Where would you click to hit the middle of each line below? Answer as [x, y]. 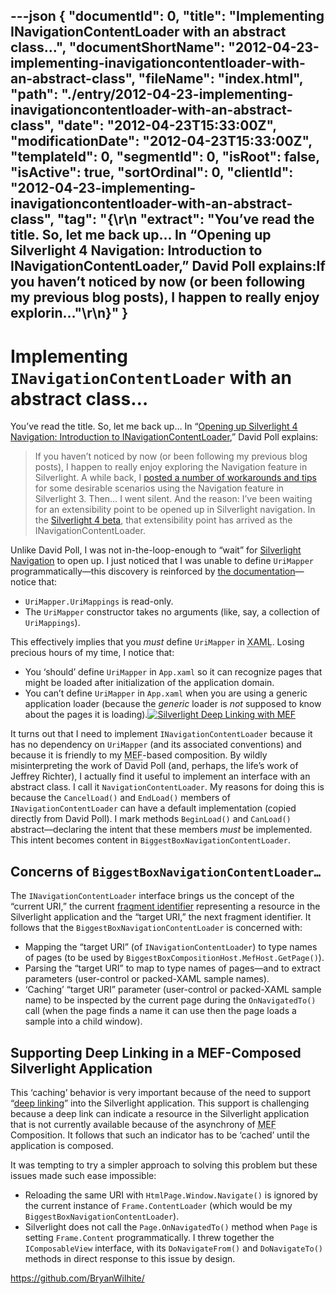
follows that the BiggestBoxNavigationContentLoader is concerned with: [156, 928]
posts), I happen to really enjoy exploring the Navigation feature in [171, 467]
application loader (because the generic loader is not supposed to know [173, 704]
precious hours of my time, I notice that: [92, 653]
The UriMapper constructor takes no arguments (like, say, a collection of [172, 612]
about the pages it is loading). [86, 715]
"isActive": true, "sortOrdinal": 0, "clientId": [152, 172]
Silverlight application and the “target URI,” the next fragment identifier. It [161, 917]
